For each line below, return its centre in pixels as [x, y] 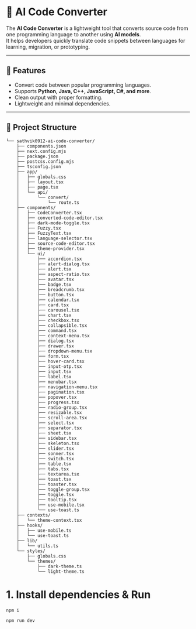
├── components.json [41, 146]
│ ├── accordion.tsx [49, 259]
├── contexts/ [34, 515]
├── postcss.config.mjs [45, 161]
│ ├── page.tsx [38, 187]
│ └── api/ [32, 192]
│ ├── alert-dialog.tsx [53, 264]
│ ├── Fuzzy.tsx [39, 228]
